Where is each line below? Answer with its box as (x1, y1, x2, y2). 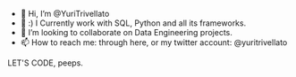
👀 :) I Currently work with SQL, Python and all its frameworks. (20, 18, 247, 28)
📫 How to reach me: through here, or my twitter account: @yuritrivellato (20, 37, 288, 48)
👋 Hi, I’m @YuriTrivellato (20, 9, 110, 19)
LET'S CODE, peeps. (7, 58, 83, 68)
